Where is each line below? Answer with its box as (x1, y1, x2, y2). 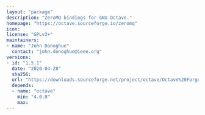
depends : (12, 83, 34, 89)
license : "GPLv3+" (6, 32, 53, 38)
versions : (6, 54, 32, 60)
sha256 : (12, 71, 32, 77)
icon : (6, 26, 20, 32)
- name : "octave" (12, 88, 56, 94)
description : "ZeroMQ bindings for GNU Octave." (6, 15, 132, 21)
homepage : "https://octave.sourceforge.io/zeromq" (6, 20, 138, 26)
